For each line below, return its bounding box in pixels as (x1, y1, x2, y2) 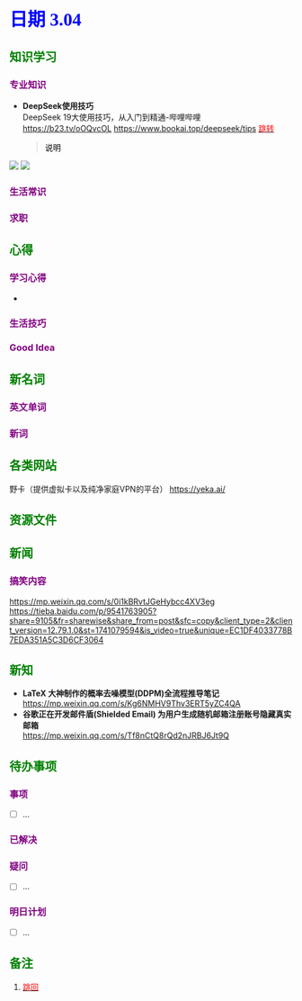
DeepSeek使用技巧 (22, 101, 94, 112)
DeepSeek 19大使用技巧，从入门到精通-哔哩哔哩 (22, 112, 201, 122)
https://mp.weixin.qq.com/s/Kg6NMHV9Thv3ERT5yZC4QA (22, 699, 241, 709)
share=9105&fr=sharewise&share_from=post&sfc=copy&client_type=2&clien (9, 615, 293, 626)
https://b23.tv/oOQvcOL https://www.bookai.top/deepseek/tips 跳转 (22, 123, 275, 134)
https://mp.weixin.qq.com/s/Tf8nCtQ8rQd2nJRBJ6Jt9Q (22, 730, 230, 741)
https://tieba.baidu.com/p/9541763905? (9, 605, 157, 617)
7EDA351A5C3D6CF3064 (9, 634, 104, 645)
